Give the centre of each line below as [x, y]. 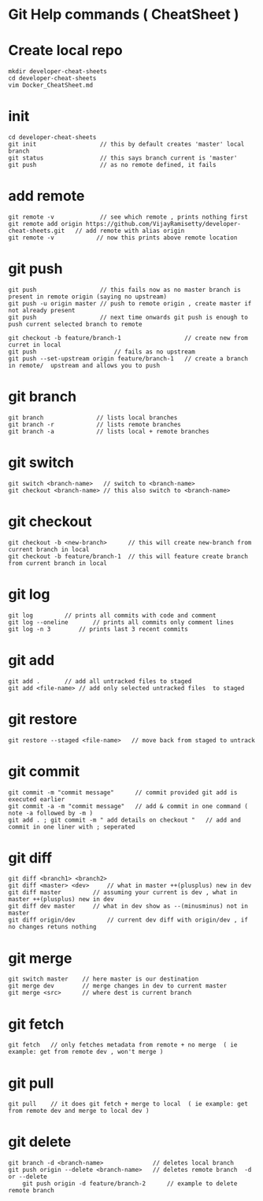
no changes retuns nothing [52, 927]
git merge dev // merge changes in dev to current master [117, 986]
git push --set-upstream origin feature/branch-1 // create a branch [128, 358]
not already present [42, 310]
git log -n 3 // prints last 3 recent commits [98, 629]
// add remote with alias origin [130, 231]
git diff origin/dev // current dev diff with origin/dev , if [128, 920]
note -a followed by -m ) [50, 813]
